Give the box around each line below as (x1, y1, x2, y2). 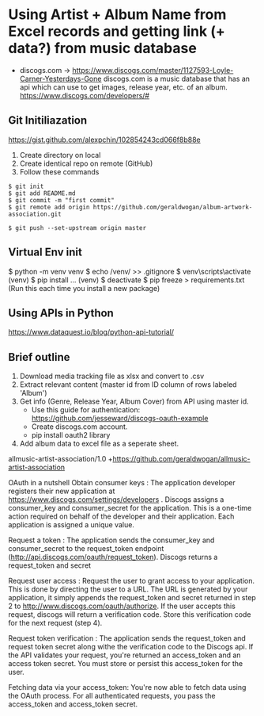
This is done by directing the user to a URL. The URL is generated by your (8, 584, 248, 594)
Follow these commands (19, 167, 100, 176)
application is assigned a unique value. (8, 520, 134, 530)
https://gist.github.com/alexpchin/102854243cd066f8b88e (8, 135, 201, 144)
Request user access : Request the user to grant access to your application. (8, 576, 255, 586)
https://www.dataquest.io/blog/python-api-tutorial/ (8, 327, 175, 337)
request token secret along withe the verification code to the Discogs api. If (8, 642, 254, 652)
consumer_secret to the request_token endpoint (8, 544, 164, 553)
